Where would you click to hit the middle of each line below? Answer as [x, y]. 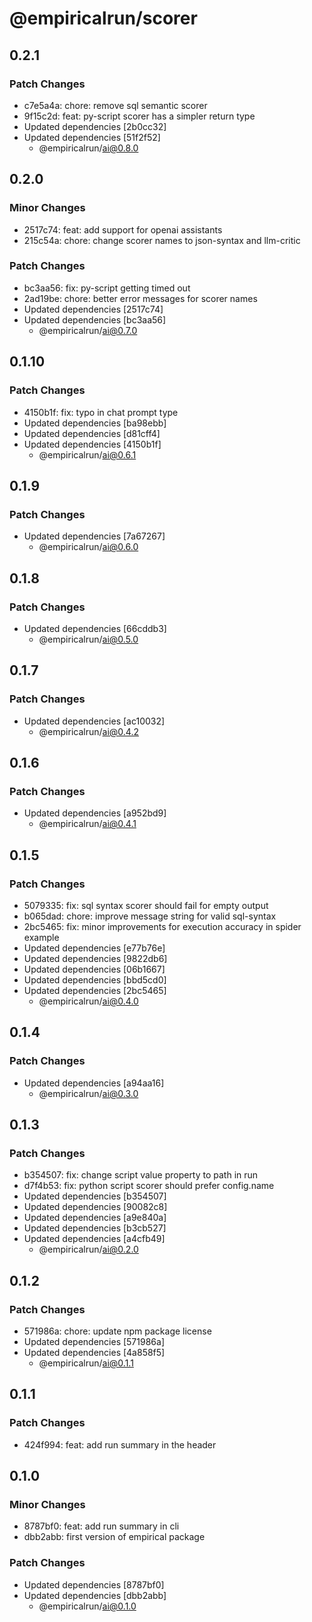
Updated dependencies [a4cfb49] [94, 1239]
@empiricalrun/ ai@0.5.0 [88, 639]
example [41, 937]
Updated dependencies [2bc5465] [95, 990]
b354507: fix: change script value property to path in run [141, 1175]
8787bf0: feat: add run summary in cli [101, 1526]
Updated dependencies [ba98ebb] [95, 423]
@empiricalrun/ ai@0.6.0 [88, 547]
